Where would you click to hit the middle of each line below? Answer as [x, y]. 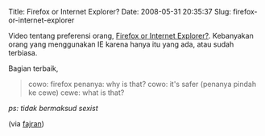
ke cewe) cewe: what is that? [76, 93]
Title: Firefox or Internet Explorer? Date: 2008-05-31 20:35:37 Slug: [120, 12]
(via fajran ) [26, 124]
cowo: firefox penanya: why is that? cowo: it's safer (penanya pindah [142, 84]
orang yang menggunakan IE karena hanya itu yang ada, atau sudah [121, 44]
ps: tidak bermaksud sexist [53, 108]
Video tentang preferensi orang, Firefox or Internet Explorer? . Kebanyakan [131, 36]
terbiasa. [23, 53]
